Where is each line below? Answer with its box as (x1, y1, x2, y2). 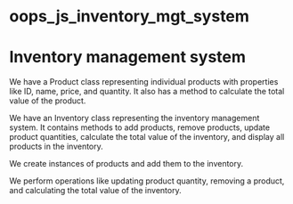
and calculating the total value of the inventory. (9, 185, 182, 196)
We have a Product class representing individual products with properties (9, 77, 279, 87)
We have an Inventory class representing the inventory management (9, 113, 260, 124)
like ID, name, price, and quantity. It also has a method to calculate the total (9, 86, 285, 97)
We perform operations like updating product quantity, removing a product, (9, 175, 285, 186)
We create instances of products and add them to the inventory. (9, 159, 244, 169)
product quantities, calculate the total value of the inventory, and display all (9, 132, 285, 143)
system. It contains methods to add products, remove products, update (9, 122, 270, 133)
